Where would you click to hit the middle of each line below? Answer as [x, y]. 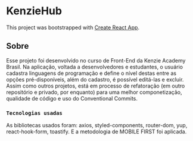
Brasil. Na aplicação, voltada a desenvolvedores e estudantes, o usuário [95, 67]
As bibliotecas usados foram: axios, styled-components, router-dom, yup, [97, 126]
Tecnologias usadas [34, 113]
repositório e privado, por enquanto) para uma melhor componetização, [94, 92]
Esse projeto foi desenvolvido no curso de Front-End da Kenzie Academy [96, 60]
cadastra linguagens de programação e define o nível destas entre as [91, 73]
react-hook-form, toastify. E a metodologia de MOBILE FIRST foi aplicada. [96, 131]
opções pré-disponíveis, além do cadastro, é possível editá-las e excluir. [95, 79]
